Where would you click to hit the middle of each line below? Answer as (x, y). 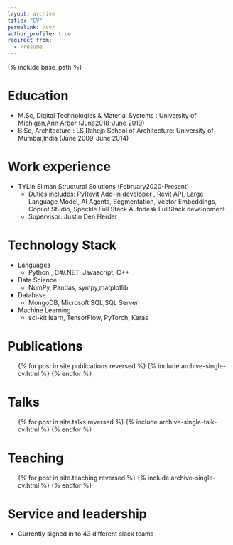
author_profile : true (39, 34)
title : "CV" (25, 21)
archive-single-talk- (188, 422)
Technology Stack (62, 245)
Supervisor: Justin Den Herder (73, 216)
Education (38, 96)
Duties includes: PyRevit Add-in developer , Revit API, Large (116, 194)
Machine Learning (44, 310)
